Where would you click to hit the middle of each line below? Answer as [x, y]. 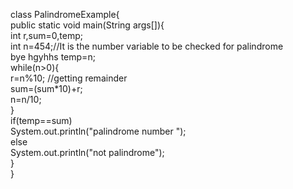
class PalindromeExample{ [65, 14]
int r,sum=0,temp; [46, 35]
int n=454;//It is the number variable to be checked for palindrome [147, 46]
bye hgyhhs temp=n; [53, 57]
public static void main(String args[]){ [87, 25]
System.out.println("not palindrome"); [87, 152]
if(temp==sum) [41, 120]
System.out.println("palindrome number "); [98, 131]
